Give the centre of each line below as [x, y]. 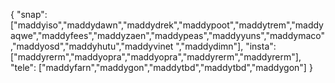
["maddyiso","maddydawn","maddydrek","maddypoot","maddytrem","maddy [167, 25]
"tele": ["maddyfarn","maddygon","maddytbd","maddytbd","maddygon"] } [161, 67]
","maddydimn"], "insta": [226, 46]
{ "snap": [29, 14]
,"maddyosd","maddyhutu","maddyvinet [92, 46]
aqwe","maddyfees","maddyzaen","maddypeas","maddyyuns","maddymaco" [168, 35]
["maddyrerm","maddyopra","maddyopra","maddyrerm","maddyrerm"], [156, 57]
